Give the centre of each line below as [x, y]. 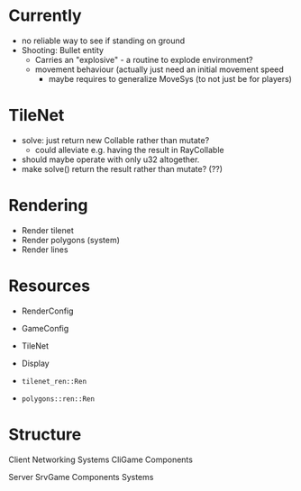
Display [36, 363]
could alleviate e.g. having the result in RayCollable [129, 150]
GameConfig [45, 328]
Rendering [48, 206]
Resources [50, 286]
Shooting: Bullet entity [63, 50]
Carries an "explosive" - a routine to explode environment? [144, 59]
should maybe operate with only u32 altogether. [110, 159]
